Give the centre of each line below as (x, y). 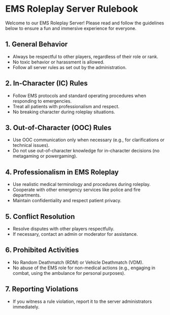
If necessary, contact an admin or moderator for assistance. (75, 234)
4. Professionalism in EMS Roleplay (62, 172)
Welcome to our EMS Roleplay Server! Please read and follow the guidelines (85, 23)
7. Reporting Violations (42, 289)
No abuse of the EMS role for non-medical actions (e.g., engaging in (84, 268)
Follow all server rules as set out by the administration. (70, 67)
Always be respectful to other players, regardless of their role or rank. (85, 56)
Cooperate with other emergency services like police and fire (76, 190)
